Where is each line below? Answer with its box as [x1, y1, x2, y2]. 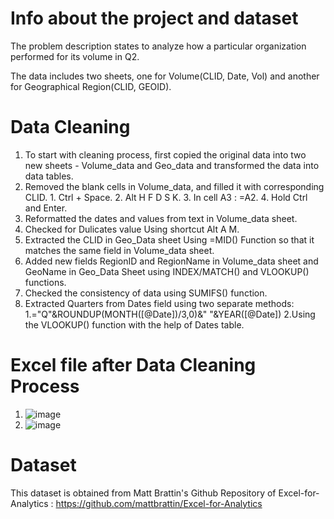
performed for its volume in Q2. [10, 50, 140, 62]
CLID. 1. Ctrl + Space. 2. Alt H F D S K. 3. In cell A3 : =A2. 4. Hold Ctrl [24, 191, 308, 203]
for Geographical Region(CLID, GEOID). [10, 80, 172, 92]
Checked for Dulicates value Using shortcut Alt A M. [24, 223, 240, 235]
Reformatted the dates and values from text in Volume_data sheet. [24, 212, 298, 224]
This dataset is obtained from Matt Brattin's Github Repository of [10, 487, 277, 499]
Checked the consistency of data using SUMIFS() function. [24, 287, 268, 299]
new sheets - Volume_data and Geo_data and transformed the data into [24, 159, 320, 171]
